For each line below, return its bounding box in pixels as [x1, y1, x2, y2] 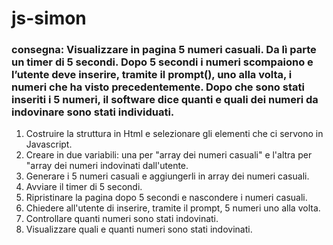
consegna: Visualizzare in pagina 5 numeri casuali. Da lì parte [11, 43, 317, 57]
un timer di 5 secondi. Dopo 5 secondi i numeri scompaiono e [11, 55, 314, 69]
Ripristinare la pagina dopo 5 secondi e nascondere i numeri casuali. [25, 192, 308, 204]
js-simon [11, 7, 87, 30]
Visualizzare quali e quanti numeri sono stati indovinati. [25, 223, 253, 236]
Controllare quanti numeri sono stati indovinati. [25, 213, 219, 225]
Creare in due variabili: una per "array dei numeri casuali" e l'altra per [25, 149, 313, 161]
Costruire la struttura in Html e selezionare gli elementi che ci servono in [25, 128, 324, 140]
